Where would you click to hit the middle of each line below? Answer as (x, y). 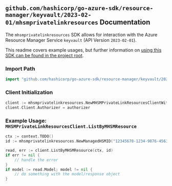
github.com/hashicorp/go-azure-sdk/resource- (79, 8)
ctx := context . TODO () (29, 136)
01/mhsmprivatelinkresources (52, 23)
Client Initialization (29, 92)
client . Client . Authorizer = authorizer (48, 108)
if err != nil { (23, 155)
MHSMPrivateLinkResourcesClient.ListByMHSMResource (71, 126)
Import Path (20, 68)
